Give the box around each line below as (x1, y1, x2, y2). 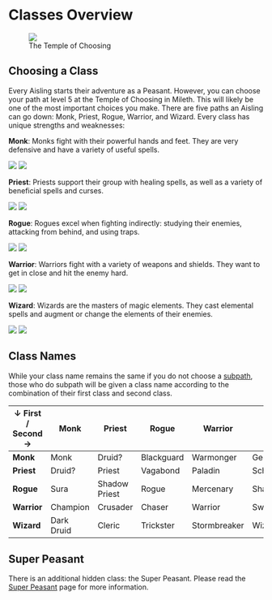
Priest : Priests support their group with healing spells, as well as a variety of (8, 177, 263, 187)
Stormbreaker (191, 520, 244, 531)
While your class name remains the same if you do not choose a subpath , (8, 371, 253, 381)
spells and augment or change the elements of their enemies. (8, 309, 213, 318)
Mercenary (191, 483, 234, 494)
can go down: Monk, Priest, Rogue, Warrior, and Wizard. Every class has (8, 111, 250, 121)
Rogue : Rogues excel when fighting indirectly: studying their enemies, (8, 218, 243, 228)
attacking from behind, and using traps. (8, 227, 140, 236)
